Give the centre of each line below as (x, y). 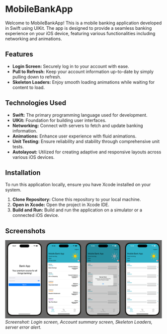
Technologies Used (36, 103)
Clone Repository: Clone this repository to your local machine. (77, 200)
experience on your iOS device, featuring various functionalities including (80, 33)
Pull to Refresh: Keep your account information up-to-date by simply (83, 71)
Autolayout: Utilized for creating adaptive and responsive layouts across (87, 152)
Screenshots (25, 231)
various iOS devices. (33, 157)
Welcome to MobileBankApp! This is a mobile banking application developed (83, 23)
